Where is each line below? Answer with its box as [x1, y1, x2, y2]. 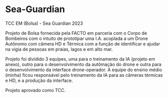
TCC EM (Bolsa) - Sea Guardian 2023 [5, 20, 83, 26]
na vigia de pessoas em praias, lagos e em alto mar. [5, 46, 113, 52]
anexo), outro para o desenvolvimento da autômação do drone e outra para [5, 61, 161, 67]
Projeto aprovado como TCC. [5, 87, 66, 93]
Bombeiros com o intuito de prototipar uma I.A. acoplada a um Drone [5, 35, 148, 41]
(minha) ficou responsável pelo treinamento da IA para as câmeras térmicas [5, 72, 163, 78]
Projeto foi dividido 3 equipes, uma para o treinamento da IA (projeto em [5, 56, 155, 62]
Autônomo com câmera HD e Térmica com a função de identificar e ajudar [5, 40, 160, 46]
